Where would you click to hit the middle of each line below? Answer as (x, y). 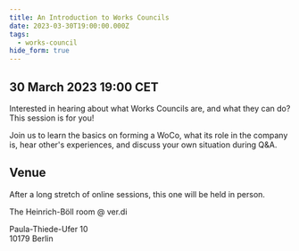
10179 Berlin (31, 238)
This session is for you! (52, 118)
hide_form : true (39, 51)
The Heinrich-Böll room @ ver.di (68, 212)
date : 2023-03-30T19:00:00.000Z (69, 26)
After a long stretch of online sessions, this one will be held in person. (137, 194)
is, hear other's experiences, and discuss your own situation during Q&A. (143, 145)
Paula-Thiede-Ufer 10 (49, 229)
